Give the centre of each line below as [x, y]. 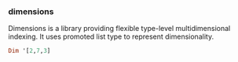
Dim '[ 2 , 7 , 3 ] [29, 51]
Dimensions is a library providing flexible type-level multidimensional [119, 29]
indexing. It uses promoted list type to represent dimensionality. [111, 36]
